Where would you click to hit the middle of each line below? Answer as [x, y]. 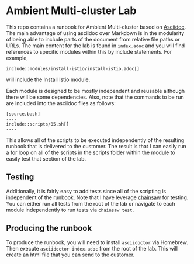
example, [17, 58]
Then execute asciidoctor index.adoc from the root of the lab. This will [92, 248]
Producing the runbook [49, 228]
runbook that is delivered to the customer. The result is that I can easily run [96, 146]
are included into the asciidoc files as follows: [61, 103]
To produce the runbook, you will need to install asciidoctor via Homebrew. [97, 242]
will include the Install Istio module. [48, 79]
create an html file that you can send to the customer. [70, 255]
